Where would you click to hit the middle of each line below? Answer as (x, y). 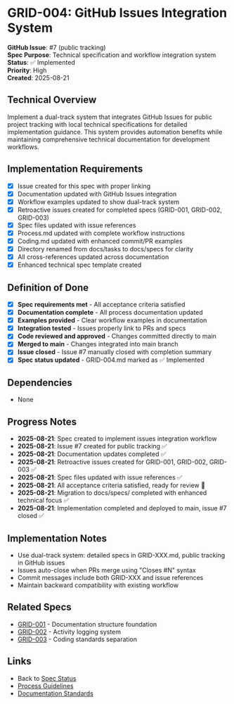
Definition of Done (48, 288)
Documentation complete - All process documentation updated (110, 313)
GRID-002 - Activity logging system (69, 631)
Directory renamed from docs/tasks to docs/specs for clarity (105, 249)
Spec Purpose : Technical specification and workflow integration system (112, 55)
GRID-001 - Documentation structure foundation (87, 624)
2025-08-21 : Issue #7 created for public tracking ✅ (92, 446)
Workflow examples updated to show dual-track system (98, 201)
